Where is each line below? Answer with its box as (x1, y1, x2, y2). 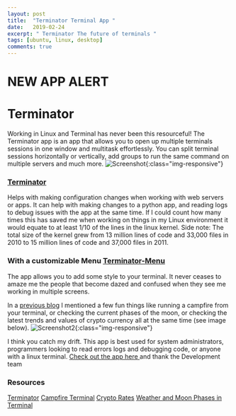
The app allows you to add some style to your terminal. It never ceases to (7, 272, 222, 280)
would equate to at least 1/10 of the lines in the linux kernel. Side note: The (7, 224, 225, 232)
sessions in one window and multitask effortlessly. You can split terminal (7, 144, 219, 153)
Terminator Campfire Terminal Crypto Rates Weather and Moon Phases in (7, 393, 222, 402)
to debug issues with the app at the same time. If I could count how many (7, 208, 222, 216)
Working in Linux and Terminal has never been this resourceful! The (7, 129, 206, 138)
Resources (7, 377, 45, 387)
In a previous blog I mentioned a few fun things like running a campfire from (7, 301, 229, 309)
